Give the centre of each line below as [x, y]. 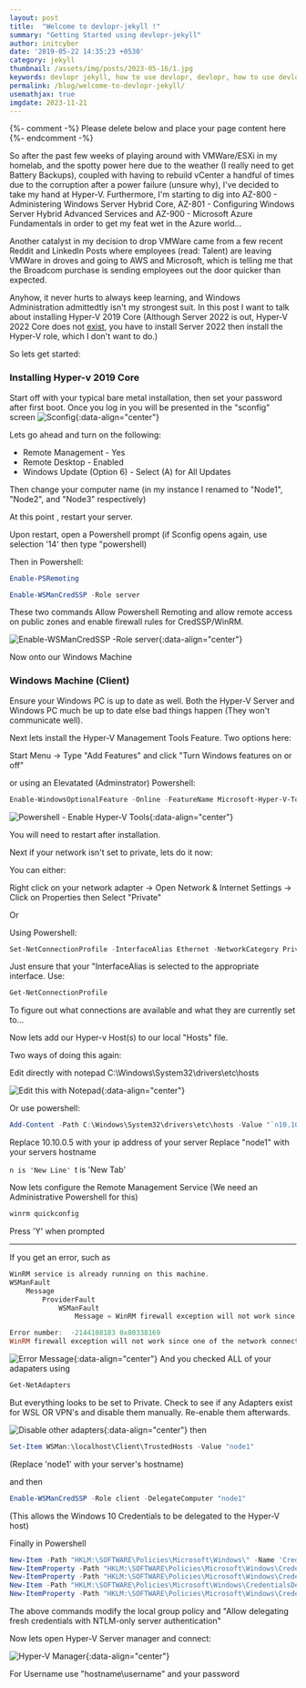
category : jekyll [42, 60]
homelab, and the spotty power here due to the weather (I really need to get [152, 166]
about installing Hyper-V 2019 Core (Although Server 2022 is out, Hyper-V [149, 317]
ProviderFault [69, 1300]
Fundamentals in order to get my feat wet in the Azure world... [126, 223]
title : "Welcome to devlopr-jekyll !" [85, 26]
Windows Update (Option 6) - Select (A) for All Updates [127, 471]
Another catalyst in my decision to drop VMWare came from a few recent [147, 242]
